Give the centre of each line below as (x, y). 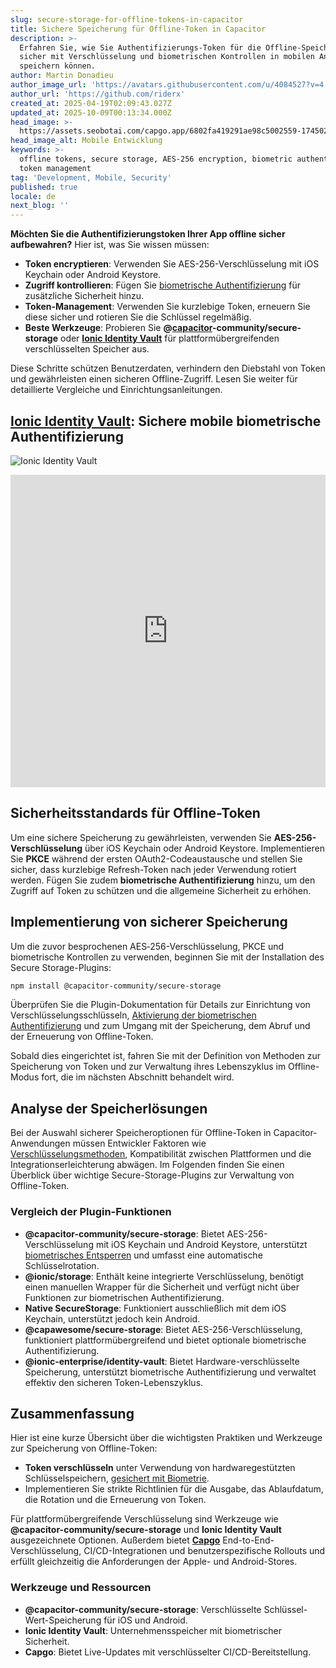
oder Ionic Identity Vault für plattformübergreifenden (169, 338)
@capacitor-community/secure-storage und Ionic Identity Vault (146, 1530)
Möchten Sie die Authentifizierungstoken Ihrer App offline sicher (148, 234)
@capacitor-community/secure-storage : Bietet (124, 1233)
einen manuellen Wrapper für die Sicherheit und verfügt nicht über (162, 1287)
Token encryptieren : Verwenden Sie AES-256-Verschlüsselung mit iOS (172, 264)
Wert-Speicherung (63, 1620)
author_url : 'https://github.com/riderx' (98, 94)
